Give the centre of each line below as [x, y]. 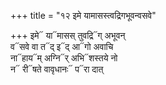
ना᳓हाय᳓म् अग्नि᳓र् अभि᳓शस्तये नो [64, 58]
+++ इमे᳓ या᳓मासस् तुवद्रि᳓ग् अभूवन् [68, 35]
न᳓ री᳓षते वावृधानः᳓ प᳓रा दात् [57, 69]
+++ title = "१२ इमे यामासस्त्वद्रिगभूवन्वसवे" [83, 15]
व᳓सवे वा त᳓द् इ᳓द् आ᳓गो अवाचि [62, 46]
